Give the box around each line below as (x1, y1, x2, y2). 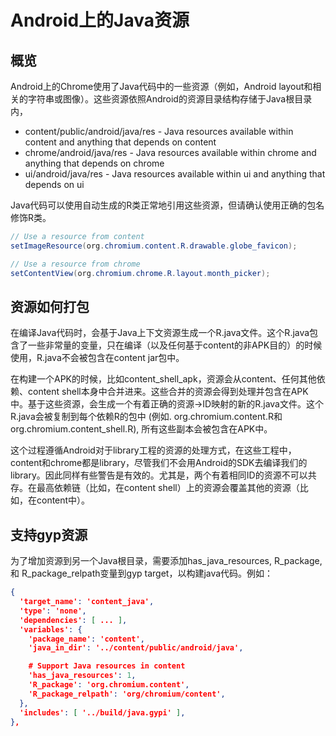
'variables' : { (19, 624, 83, 635)
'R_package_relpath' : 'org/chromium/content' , (28, 689, 226, 699)
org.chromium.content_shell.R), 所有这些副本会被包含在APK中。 (10, 423, 273, 435)
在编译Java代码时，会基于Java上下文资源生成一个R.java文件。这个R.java (10, 327, 310, 339)
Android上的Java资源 (10, 9, 190, 32)
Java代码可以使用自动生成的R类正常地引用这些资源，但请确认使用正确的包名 (10, 199, 325, 211)
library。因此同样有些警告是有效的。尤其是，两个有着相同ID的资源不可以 (10, 469, 308, 481)
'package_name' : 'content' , (28, 634, 145, 644)
